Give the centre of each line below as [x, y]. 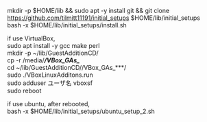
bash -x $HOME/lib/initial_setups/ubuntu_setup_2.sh [81, 111]
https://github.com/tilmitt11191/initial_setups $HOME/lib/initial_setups [104, 18]
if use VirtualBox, [31, 38]
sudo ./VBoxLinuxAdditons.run [50, 75]
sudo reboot [24, 90]
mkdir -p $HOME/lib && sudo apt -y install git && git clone [88, 11]
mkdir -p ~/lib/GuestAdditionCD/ [53, 53]
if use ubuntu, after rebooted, [49, 104]
